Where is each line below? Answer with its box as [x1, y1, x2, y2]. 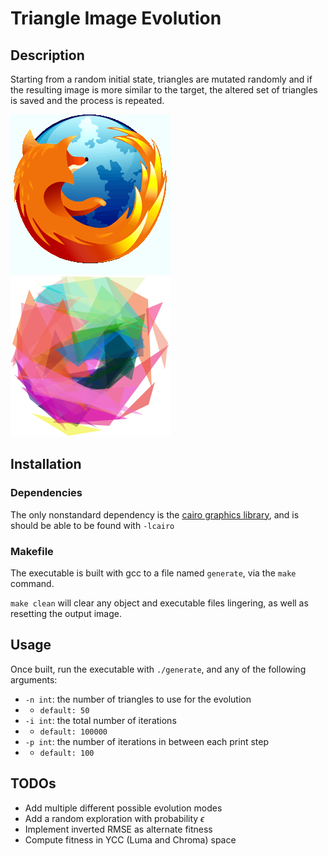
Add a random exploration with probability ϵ [24, 812, 205, 824]
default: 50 [39, 705, 90, 716]
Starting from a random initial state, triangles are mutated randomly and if [10, 73, 313, 85]
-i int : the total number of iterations [24, 714, 177, 726]
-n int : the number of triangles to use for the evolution [24, 693, 252, 705]
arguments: [10, 673, 58, 686]
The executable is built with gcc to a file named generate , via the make [10, 567, 297, 579]
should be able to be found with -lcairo [10, 519, 175, 531]
